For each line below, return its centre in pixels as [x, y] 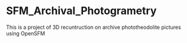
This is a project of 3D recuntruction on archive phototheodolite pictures [93, 27]
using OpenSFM [26, 33]
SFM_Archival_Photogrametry [81, 11]
